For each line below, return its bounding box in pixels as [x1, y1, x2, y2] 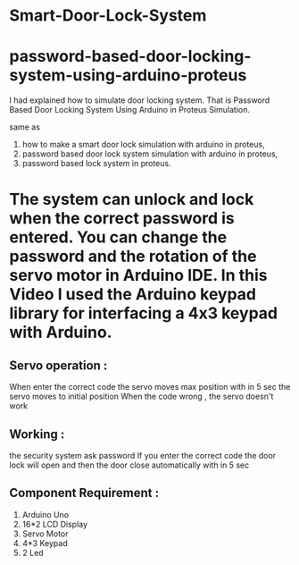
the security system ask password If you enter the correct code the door [9, 450, 277, 460]
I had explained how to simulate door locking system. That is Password [9, 95, 270, 105]
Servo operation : [9, 358, 108, 373]
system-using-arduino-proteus [9, 65, 247, 86]
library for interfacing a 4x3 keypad [9, 303, 278, 324]
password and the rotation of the [9, 247, 257, 266]
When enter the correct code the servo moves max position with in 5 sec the [9, 382, 291, 392]
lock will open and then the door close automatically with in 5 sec [9, 460, 250, 470]
